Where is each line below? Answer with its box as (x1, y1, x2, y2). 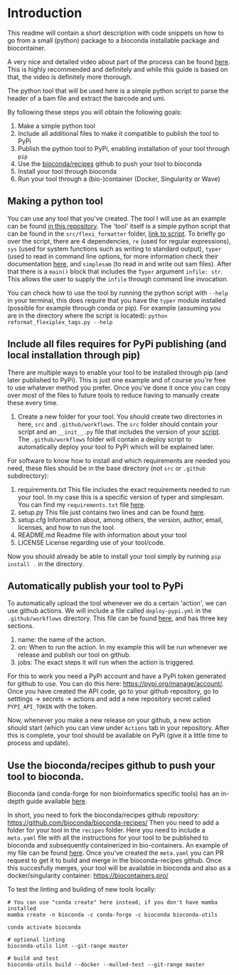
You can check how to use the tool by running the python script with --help (7, 288, 229, 297)
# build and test (7, 955, 59, 962)
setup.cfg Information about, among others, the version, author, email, (17, 515, 223, 524)
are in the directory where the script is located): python (7, 311, 168, 320)
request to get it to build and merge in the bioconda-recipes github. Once (7, 856, 222, 865)
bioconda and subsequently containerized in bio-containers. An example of (7, 841, 229, 850)
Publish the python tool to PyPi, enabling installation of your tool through (17, 144, 230, 152)
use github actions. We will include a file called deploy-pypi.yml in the (7, 607, 212, 615)
